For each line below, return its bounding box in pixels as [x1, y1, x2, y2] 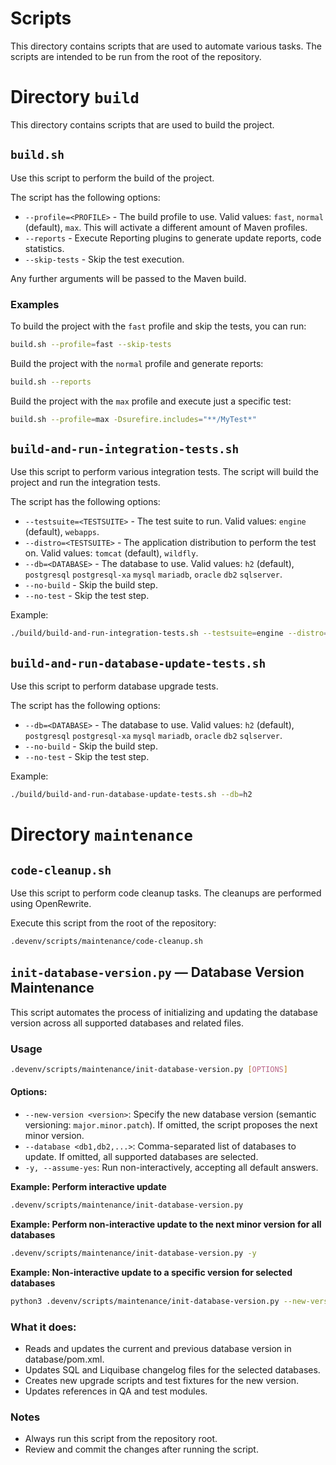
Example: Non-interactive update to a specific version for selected [10, 1266, 293, 1278]
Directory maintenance [10, 823, 193, 846]
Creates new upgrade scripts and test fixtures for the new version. [24, 1374, 299, 1386]
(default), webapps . [24, 526, 100, 538]
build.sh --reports [10, 377, 92, 387]
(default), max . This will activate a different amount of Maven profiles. [24, 221, 308, 233]
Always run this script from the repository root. [24, 1433, 218, 1445]
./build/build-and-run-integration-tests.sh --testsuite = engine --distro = [10, 628, 329, 639]
